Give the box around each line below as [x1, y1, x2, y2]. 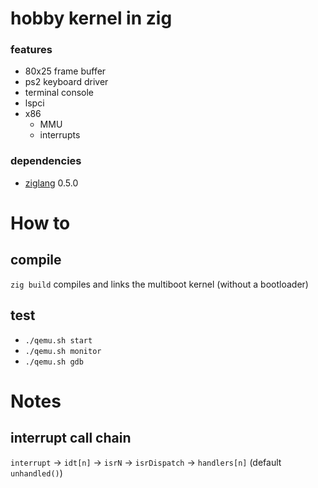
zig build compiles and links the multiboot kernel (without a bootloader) [10, 278, 309, 290]
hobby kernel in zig [10, 7, 173, 30]
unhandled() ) [10, 467, 63, 479]
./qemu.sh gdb [24, 357, 84, 367]
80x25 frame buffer [24, 65, 107, 77]
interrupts [39, 129, 81, 141]
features [10, 43, 53, 57]
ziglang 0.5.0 [24, 177, 79, 189]
